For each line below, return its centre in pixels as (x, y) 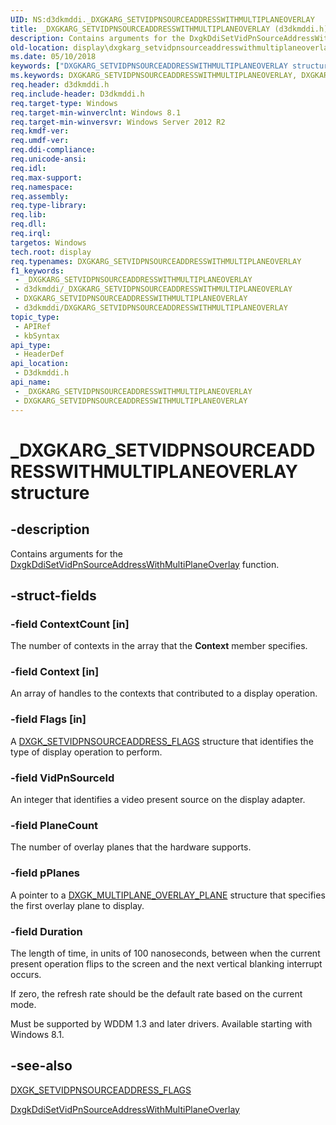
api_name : (31, 382)
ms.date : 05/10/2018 (53, 57)
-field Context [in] (55, 672)
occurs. (26, 974)
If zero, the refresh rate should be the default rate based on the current (156, 993)
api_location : (40, 364)
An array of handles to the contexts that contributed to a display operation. (164, 693)
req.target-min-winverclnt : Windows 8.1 (96, 112)
